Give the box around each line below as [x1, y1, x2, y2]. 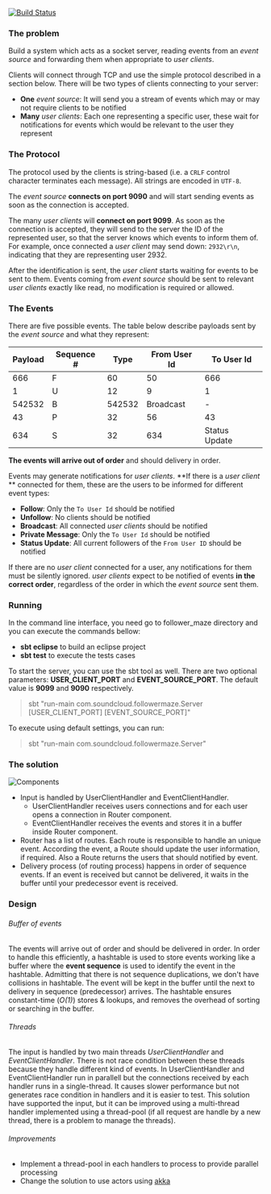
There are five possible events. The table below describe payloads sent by [8, 321, 256, 331]
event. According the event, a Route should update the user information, [19, 844, 261, 854]
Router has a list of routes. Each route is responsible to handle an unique [19, 835, 261, 846]
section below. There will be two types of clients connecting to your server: [8, 79, 259, 89]
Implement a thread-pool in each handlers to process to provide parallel [19, 1159, 259, 1169]
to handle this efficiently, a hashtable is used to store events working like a [8, 952, 256, 962]
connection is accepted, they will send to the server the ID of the [8, 224, 223, 234]
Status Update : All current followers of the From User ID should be [19, 538, 242, 547]
